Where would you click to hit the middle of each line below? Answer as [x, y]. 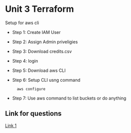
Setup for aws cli [22, 23]
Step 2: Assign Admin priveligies [45, 42]
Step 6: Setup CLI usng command [46, 80]
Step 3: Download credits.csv [42, 51]
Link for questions [33, 114]
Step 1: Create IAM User [36, 32]
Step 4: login [25, 61]
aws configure [31, 89]
